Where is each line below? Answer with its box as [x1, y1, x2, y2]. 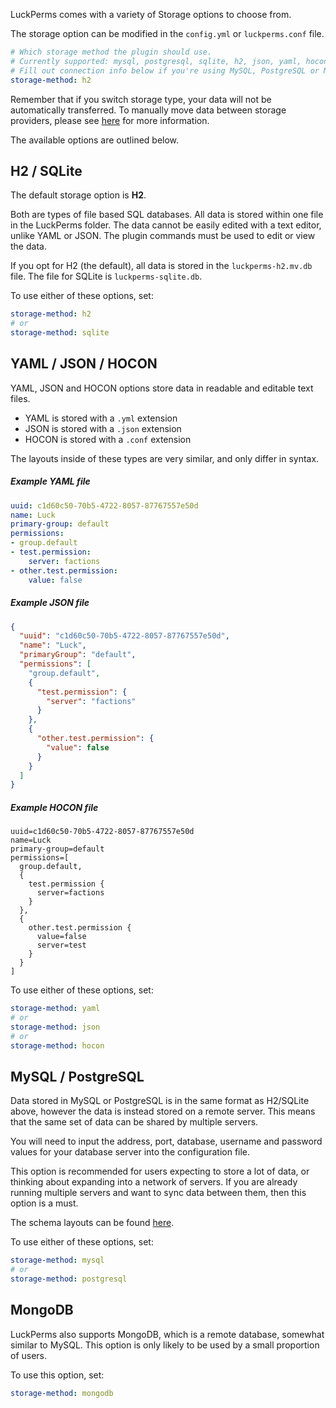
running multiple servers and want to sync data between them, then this [10, 1187, 307, 1199]
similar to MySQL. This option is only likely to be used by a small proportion [10, 1339, 320, 1351]
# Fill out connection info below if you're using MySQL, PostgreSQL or [10, 65, 320, 76]
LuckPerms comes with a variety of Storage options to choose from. [10, 9, 292, 20]
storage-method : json [10, 1022, 101, 1033]
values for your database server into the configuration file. [10, 1146, 251, 1158]
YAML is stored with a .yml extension [24, 412, 178, 424]
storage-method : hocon [10, 1040, 105, 1051]
